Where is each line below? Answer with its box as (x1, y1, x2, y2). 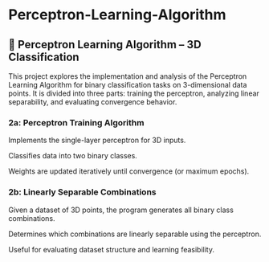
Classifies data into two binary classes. (8, 151, 138, 161)
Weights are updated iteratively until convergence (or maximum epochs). (8, 166, 250, 176)
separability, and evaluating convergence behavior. (8, 97, 177, 106)
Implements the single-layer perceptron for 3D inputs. (8, 135, 186, 145)
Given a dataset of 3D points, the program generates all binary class (8, 205, 234, 215)
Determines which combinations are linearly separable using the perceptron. (8, 229, 262, 239)
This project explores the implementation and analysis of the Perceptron (8, 72, 247, 81)
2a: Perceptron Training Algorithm (8, 117, 145, 128)
